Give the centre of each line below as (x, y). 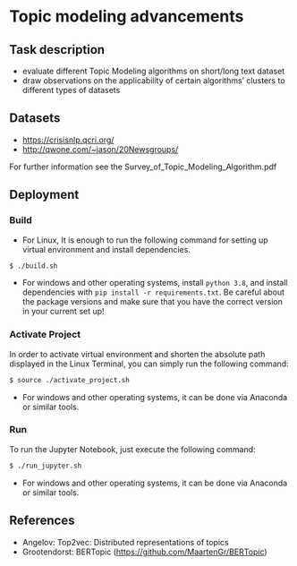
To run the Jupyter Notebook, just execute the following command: (133, 449)
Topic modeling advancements (127, 17)
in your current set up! (63, 312)
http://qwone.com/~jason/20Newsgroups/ (100, 149)
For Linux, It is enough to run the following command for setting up (145, 240)
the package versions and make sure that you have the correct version (153, 302)
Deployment (44, 195)
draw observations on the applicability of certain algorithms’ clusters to (153, 81)
